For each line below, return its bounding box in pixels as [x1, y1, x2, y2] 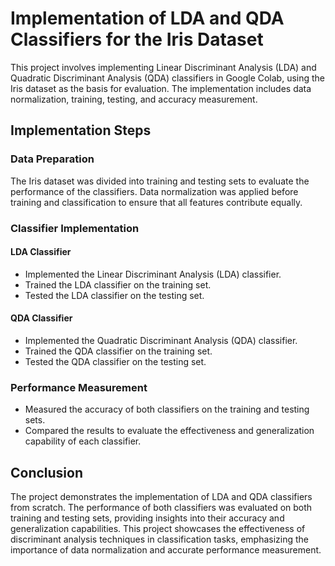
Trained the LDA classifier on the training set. [24, 278, 212, 291]
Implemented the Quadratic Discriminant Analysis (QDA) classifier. [24, 334, 298, 346]
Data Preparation [10, 152, 95, 166]
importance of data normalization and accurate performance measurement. [10, 544, 322, 556]
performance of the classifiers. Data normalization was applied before [10, 185, 299, 197]
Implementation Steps [10, 122, 152, 139]
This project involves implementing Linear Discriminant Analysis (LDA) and [10, 61, 317, 73]
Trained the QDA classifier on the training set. [24, 345, 213, 357]
